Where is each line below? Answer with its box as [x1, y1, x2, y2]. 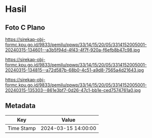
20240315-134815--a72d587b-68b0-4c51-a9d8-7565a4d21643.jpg [5, 67, 144, 73]
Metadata [5, 102, 36, 110]
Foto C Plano [5, 23, 45, 32]
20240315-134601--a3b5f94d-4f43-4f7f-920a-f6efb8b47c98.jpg [5, 47, 140, 53]
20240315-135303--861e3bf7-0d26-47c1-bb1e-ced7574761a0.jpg [5, 87, 141, 93]
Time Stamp [7, 125, 36, 132]
